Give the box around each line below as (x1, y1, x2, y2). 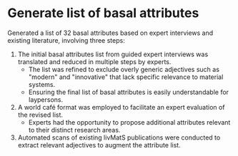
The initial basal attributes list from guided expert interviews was (17, 50, 209, 58)
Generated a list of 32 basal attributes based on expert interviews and (7, 28, 214, 37)
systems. (28, 80, 56, 88)
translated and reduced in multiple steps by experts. (17, 57, 172, 66)
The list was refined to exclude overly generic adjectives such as (28, 65, 220, 73)
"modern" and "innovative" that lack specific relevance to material (28, 73, 224, 81)
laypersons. (28, 95, 63, 104)
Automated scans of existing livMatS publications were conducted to (17, 133, 221, 142)
